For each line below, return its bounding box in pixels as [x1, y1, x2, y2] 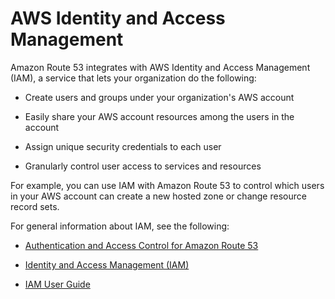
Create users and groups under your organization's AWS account [24, 91, 295, 103]
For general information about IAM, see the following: [10, 220, 230, 232]
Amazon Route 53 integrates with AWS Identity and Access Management [10, 61, 311, 73]
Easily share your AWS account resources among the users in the [24, 110, 295, 122]
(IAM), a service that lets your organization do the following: [10, 72, 257, 84]
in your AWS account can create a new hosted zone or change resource [10, 190, 307, 202]
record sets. [10, 200, 60, 212]
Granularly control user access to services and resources [24, 160, 262, 172]
